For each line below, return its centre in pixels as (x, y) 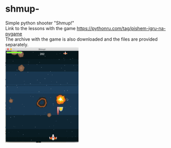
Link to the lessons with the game (40, 28)
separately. (17, 44)
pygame (14, 34)
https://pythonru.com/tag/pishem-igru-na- (121, 28)
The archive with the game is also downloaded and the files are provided (81, 39)
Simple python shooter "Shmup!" (40, 23)
